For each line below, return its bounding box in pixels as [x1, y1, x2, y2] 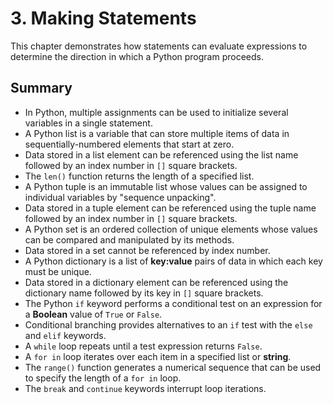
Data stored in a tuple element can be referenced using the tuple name [24, 202, 317, 214]
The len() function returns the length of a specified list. [24, 170, 255, 182]
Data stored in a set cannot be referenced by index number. [24, 244, 271, 256]
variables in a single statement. [24, 117, 153, 129]
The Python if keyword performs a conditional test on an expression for [24, 297, 323, 309]
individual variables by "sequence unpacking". [24, 191, 217, 203]
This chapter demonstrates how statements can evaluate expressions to [10, 40, 308, 52]
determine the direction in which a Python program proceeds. [10, 50, 265, 62]
